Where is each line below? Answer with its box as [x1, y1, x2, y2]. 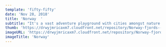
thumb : [5, 25, 19, 30]
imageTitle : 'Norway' [5, 35, 50, 40]
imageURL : [5, 30, 26, 35]
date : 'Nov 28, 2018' [5, 12, 50, 17]
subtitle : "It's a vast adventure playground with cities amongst [5, 21, 145, 26]
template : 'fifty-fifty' [5, 7, 56, 12]
